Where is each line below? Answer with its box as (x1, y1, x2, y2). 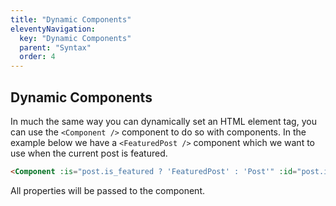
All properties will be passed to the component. (10, 184, 206, 196)
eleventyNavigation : (10, 24, 97, 34)
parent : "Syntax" (19, 42, 92, 53)
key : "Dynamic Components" (19, 33, 132, 43)
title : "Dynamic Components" (10, 14, 132, 25)
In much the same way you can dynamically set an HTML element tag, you (10, 115, 317, 127)
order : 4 (19, 52, 56, 62)
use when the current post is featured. (10, 147, 168, 159)
